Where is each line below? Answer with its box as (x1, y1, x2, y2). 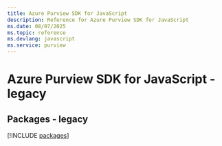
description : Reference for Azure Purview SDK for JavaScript (7, 16, 189, 23)
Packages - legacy (7, 113, 88, 125)
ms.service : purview (7, 42, 67, 49)
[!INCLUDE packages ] (7, 132, 69, 139)
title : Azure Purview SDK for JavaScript (7, 10, 128, 17)
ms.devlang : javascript (7, 36, 76, 42)
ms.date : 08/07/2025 (7, 23, 67, 29)
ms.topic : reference (7, 29, 67, 36)
